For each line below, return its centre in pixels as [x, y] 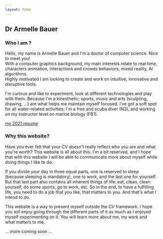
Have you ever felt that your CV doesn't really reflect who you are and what [81, 147]
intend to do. [18, 197]
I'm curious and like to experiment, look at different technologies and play [78, 94]
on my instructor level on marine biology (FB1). [51, 114]
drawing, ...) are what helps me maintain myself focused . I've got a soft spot [81, 104]
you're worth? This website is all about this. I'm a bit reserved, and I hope [78, 152]
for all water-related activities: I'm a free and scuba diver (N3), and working [80, 109]
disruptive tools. [21, 84]
